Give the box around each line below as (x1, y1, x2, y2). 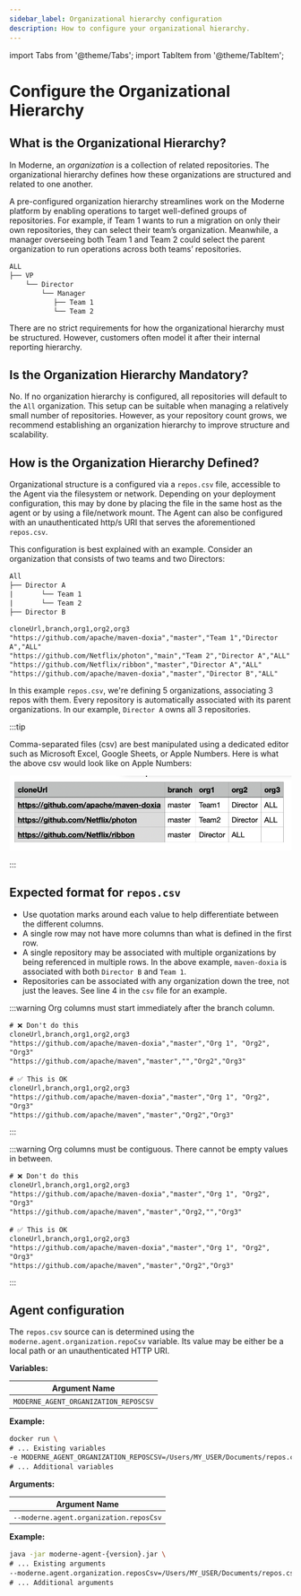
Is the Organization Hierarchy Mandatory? (9, 367, 249, 383)
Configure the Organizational (9, 81, 231, 101)
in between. (9, 1152, 53, 1164)
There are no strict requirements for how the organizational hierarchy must (9, 323, 285, 333)
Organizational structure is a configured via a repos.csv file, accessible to (9, 479, 280, 490)
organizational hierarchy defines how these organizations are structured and (9, 168, 292, 179)
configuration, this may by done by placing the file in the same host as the (9, 498, 282, 509)
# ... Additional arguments (9, 1578, 115, 1587)
